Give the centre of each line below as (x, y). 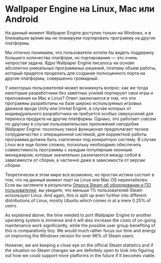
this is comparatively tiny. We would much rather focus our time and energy (80, 230)
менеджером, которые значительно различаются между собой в (73, 155)
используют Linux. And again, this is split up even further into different (76, 195)
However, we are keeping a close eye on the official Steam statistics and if (79, 245)
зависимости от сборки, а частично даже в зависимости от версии (75, 160)
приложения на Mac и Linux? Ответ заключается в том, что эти (71, 98)
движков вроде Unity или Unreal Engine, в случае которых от (68, 108)
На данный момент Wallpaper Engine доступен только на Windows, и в (78, 33)
